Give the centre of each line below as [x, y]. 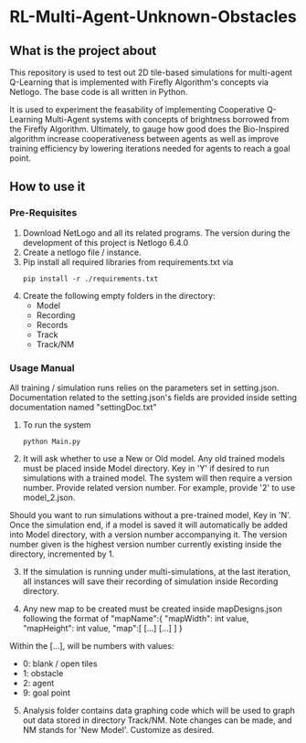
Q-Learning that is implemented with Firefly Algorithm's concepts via [139, 82]
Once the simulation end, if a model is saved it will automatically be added [148, 525]
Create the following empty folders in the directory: [119, 295]
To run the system [57, 425]
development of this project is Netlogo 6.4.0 [106, 242]
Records [52, 324]
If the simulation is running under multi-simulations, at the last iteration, [156, 571]
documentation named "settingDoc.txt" [83, 407]
